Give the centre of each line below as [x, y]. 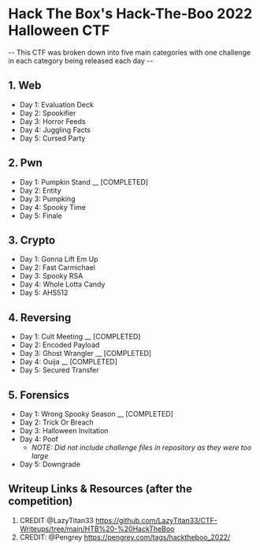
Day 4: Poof [39, 439]
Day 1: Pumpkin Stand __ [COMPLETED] [84, 181]
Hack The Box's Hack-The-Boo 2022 [130, 14]
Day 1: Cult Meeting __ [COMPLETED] [80, 337]
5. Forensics [39, 395]
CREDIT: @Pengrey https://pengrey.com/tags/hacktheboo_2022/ [125, 537]
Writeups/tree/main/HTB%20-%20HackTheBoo [97, 529]
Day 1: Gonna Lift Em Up [59, 259]
